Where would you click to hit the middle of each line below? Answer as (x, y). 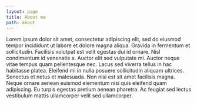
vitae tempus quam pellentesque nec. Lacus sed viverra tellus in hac (89, 64)
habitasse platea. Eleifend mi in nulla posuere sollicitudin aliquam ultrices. (95, 71)
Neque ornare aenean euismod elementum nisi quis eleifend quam (87, 83)
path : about (21, 22)
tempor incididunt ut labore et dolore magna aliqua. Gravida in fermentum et (98, 45)
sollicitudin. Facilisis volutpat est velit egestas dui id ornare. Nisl (83, 52)
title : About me (26, 17)
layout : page (22, 12)
